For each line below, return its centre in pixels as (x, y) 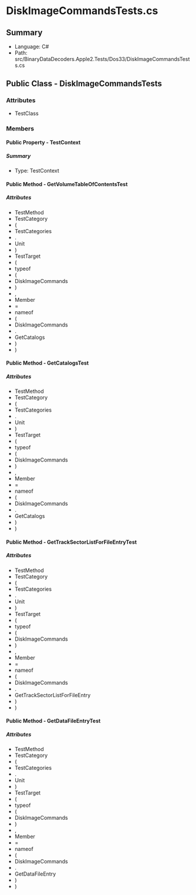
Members (20, 129)
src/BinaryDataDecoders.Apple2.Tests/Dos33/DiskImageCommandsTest (102, 59)
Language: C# (32, 46)
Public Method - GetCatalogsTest (48, 363)
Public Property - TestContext (43, 143)
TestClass (27, 113)
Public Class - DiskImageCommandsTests (84, 84)
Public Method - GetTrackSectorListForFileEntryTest (71, 542)
